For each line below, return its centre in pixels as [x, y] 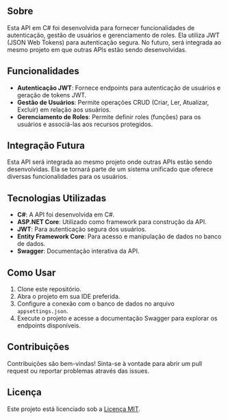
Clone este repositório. [49, 289]
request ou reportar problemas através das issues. [78, 371]
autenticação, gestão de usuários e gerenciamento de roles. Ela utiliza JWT [114, 35]
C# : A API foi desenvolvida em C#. [66, 214]
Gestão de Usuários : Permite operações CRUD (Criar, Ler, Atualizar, [113, 102]
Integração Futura [46, 146]
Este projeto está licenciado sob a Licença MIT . [74, 409]
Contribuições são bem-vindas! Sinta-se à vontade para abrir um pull [105, 363]
